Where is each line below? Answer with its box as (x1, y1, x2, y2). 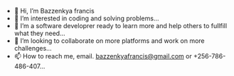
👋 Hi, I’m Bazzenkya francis (14, 7, 95, 15)
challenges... (14, 44, 52, 52)
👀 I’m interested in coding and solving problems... (14, 14, 159, 23)
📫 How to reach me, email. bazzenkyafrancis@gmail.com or (14, 52, 192, 60)
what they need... (14, 29, 65, 37)
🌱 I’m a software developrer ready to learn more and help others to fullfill (14, 22, 228, 30)
